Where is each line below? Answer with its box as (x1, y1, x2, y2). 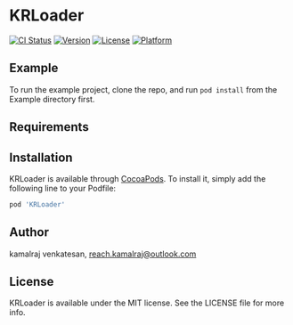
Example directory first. (9, 93, 95, 104)
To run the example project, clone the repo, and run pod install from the (9, 84, 278, 94)
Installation (9, 150, 73, 165)
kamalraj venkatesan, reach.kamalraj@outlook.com (9, 248, 197, 259)
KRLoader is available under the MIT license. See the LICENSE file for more (9, 297, 285, 308)
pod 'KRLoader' (9, 199, 66, 209)
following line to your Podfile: (9, 183, 117, 193)
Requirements (9, 119, 89, 134)
